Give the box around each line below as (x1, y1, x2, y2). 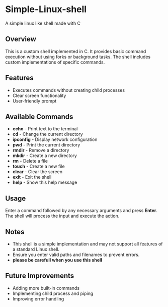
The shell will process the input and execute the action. (5, 213, 120, 219)
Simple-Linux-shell (5, 4, 87, 15)
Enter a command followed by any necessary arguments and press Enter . (5, 208, 157, 214)
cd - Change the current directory (12, 131, 83, 137)
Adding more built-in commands (12, 285, 79, 291)
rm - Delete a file (12, 158, 48, 164)
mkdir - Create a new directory (12, 152, 77, 159)
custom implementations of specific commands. (5, 59, 105, 65)
